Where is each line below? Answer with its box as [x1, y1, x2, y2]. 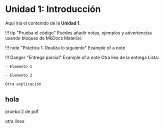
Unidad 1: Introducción [5, 3, 101, 15]
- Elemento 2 [5, 72, 32, 78]
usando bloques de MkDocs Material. [5, 35, 82, 41]
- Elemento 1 [5, 64, 32, 69]
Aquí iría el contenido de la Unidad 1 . [5, 20, 81, 26]
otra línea [5, 118, 25, 124]
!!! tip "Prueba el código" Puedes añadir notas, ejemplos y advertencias [5, 29, 152, 35]
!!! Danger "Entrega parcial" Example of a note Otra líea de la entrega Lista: [5, 54, 159, 60]
